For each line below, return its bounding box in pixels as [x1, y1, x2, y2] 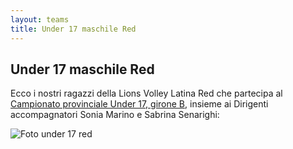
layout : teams [10, 14, 70, 25]
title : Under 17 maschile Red [10, 24, 137, 34]
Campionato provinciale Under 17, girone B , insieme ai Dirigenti [10, 98, 269, 110]
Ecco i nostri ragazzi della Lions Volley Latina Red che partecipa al [10, 87, 283, 100]
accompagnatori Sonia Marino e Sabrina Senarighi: [10, 109, 220, 121]
